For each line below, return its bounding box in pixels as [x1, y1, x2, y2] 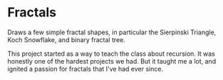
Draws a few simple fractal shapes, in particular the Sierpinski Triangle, [7, 28, 217, 36]
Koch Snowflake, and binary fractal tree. [7, 35, 126, 44]
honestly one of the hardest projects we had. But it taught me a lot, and [7, 56, 216, 65]
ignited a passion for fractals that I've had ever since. [7, 64, 164, 73]
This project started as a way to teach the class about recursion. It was [7, 49, 216, 58]
